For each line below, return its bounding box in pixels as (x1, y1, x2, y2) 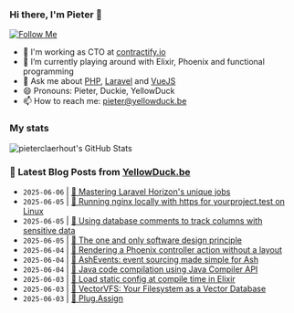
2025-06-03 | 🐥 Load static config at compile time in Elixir (22, 273, 236, 284)
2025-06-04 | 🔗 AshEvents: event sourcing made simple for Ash (22, 254, 258, 265)
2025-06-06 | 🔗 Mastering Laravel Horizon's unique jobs (22, 186, 231, 197)
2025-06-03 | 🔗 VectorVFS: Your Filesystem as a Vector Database (22, 283, 267, 294)
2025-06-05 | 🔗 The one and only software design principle (22, 235, 242, 245)
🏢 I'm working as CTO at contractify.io (22, 47, 166, 57)
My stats (9, 122, 49, 135)
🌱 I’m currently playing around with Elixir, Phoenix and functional (22, 57, 265, 68)
